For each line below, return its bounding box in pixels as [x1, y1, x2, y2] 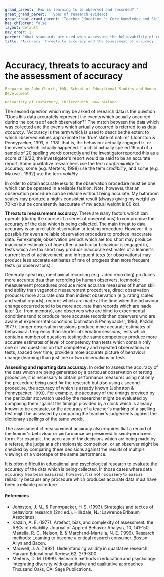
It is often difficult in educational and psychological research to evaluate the [5, 461, 158, 467]
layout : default [5, 25, 38, 30]
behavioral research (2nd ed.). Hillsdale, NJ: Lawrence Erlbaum [12, 509, 140, 515]
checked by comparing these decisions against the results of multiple [5, 446, 145, 452]
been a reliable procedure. [5, 482, 59, 488]
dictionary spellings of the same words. [5, 416, 84, 422]
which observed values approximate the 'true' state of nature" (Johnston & [5, 135, 155, 141]
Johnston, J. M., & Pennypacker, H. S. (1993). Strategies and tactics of [12, 504, 154, 510]
